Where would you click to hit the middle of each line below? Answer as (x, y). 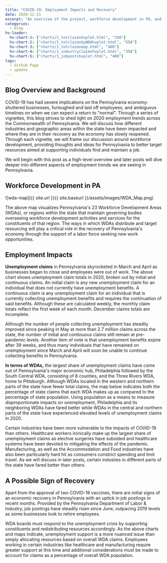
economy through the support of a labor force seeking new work (72, 234)
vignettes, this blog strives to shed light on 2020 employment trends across (83, 118)
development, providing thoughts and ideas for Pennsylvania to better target (83, 144)
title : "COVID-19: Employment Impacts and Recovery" (61, 10)
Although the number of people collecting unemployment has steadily (77, 324)
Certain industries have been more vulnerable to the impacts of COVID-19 (81, 428)
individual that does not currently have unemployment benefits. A (72, 288)
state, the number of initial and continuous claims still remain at (70, 335)
